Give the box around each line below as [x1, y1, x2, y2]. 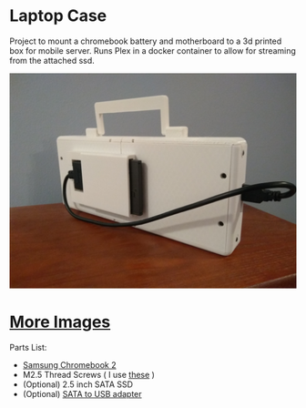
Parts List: [9, 342, 47, 352]
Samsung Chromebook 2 [22, 359, 117, 370]
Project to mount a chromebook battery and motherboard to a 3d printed [9, 36, 282, 46]
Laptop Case [9, 5, 107, 26]
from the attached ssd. [9, 55, 96, 66]
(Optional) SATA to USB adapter [22, 388, 143, 399]
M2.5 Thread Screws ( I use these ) [22, 369, 155, 380]
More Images [9, 311, 111, 332]
